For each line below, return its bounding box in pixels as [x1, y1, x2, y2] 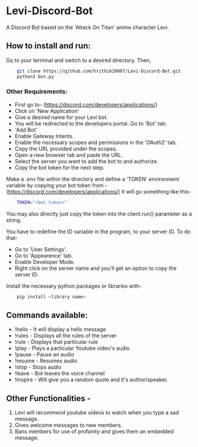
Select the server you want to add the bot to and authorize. [14, 157, 158, 165]
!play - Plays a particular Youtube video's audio [14, 345, 130, 352]
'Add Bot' [14, 126, 37, 133]
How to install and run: [6, 41, 91, 51]
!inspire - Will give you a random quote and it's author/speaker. [14, 376, 168, 383]
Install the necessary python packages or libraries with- [6, 282, 142, 290]
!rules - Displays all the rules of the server [14, 332, 117, 339]
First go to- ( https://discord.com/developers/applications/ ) [14, 101, 158, 108]
